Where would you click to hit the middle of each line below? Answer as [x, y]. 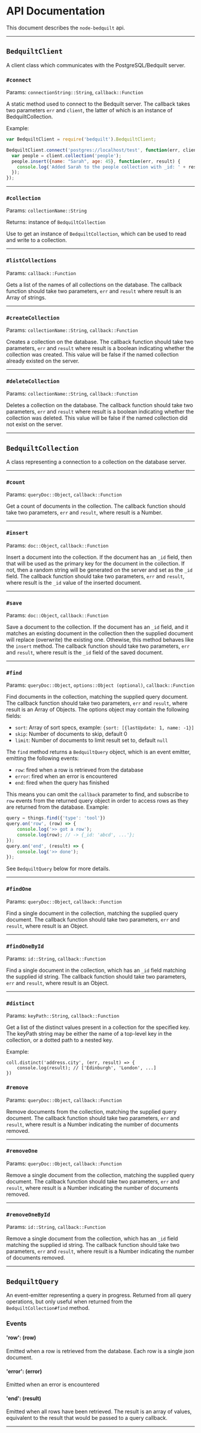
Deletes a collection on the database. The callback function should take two [100, 405]
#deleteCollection [33, 381]
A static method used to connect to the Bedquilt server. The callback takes [98, 104]
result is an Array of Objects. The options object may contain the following [98, 710]
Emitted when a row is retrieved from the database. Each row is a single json [100, 1351]
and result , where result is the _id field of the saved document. [85, 653]
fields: [14, 716]
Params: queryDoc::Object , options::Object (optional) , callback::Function [100, 685]
